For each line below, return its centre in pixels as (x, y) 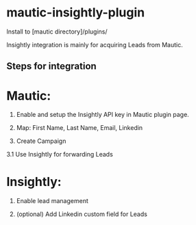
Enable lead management (52, 201)
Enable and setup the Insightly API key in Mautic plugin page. (102, 115)
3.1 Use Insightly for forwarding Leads (60, 155)
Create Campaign (41, 141)
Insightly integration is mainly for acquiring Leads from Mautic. (95, 44)
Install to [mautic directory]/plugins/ (57, 31)
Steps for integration (51, 66)
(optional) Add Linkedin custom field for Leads (82, 214)
